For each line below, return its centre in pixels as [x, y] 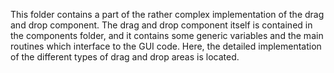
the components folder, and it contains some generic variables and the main [167, 35]
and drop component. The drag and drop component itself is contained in [161, 25]
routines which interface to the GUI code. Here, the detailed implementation [166, 46]
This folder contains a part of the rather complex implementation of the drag [167, 14]
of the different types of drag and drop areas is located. [125, 57]
